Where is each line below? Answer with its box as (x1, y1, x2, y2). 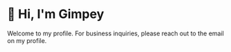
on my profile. (7, 36, 47, 44)
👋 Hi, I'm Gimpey (7, 6, 105, 22)
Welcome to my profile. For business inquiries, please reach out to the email (7, 29, 224, 37)
